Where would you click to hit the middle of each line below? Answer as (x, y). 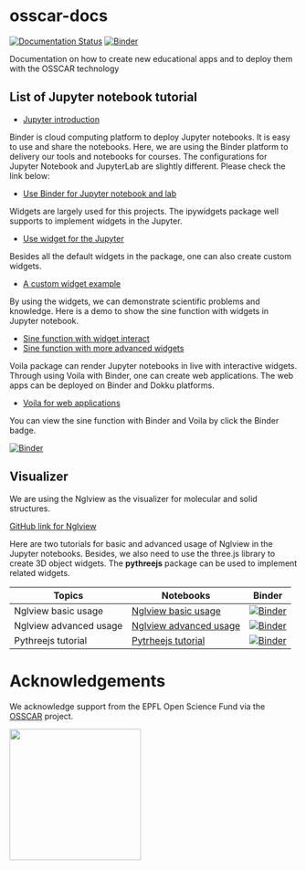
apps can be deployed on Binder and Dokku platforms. (112, 385)
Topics (69, 595)
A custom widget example (72, 283)
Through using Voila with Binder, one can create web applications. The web (152, 375)
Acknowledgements (88, 681)
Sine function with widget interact (86, 338)
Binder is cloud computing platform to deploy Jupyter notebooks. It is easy (150, 137)
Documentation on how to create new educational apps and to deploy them (151, 58)
